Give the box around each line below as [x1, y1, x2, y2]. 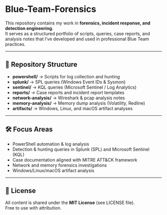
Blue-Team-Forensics [5, 3, 96, 15]
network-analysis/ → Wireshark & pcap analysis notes [12, 95, 125, 101]
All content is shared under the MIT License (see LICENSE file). [5, 200, 135, 206]
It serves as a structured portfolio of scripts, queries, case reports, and [5, 30, 150, 36]
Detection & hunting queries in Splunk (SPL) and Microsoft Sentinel [12, 146, 150, 152]
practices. [5, 41, 26, 47]
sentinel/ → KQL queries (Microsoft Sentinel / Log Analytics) [12, 84, 137, 90]
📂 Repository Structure [5, 60, 78, 69]
